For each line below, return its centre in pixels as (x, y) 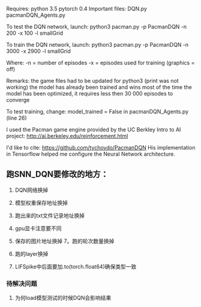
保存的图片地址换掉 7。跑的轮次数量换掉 (64, 241)
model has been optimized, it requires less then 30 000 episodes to (90, 93)
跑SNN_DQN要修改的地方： (58, 175)
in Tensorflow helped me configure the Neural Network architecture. (91, 154)
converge (18, 100)
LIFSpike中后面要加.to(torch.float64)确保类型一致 (76, 266)
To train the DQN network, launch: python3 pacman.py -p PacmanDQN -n (97, 45)
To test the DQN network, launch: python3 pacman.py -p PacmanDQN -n (97, 27)
